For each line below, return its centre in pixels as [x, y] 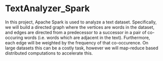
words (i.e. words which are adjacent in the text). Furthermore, [87, 38]
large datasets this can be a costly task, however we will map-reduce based [82, 48]
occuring [14, 38]
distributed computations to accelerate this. [49, 53]
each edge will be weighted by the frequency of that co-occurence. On [77, 42]
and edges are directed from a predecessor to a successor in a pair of [76, 32]
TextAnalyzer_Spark [47, 9]
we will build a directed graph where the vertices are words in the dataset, [80, 27]
